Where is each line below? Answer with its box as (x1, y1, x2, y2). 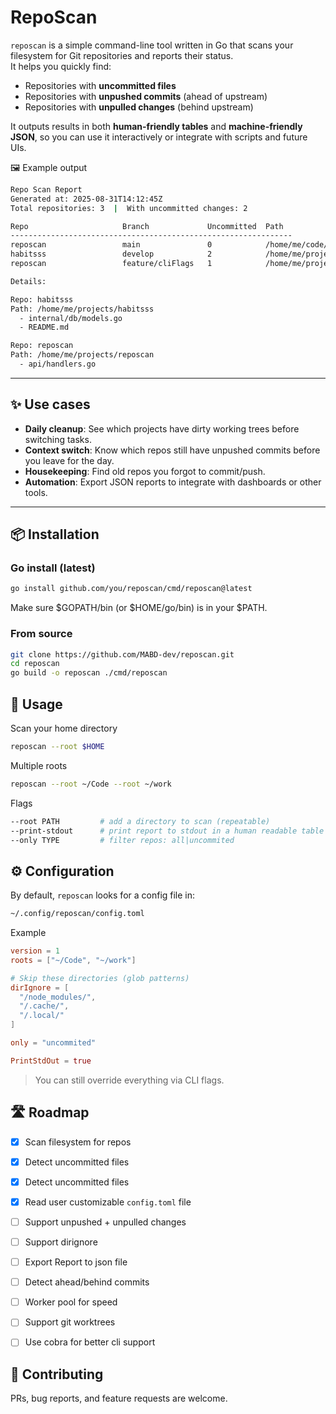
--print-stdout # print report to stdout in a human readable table (10, 826, 325, 836)
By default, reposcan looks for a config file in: (10, 889, 196, 901)
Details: (10, 276, 47, 286)
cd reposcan (10, 659, 60, 669)
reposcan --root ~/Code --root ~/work (10, 779, 172, 789)
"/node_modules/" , (19, 992, 97, 1002)
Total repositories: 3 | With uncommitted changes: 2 (10, 203, 248, 213)
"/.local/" (19, 1011, 65, 1021)
